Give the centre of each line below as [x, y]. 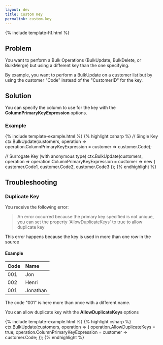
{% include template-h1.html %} [37, 33]
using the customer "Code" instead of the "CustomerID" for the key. [74, 80]
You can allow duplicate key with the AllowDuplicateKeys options [72, 312]
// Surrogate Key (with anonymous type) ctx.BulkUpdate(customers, [74, 156]
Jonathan [36, 290]
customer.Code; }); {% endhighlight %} [45, 338]
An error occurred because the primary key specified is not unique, [85, 216]
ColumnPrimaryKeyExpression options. [46, 113]
